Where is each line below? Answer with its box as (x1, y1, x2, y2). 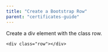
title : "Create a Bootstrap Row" (6, 8, 88, 14)
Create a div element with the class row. (6, 29, 102, 36)
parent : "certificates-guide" (6, 14, 80, 20)
